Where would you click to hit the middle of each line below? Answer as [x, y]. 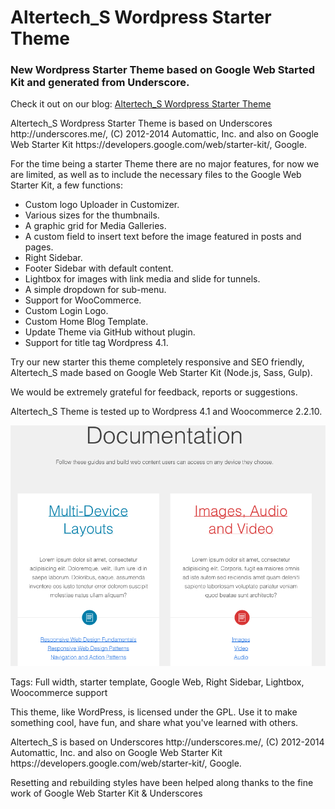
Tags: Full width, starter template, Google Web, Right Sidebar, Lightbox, [157, 682]
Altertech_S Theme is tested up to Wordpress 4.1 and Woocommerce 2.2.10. [166, 412]
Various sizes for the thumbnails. [92, 215]
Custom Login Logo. [66, 311]
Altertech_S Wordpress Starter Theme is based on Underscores [141, 123]
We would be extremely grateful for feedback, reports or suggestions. [154, 392]
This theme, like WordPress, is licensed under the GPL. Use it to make [154, 712]
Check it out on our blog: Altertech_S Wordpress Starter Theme [141, 104]
